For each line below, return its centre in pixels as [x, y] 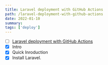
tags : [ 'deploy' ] [23, 28]
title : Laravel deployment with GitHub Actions [54, 9]
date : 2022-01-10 [23, 18]
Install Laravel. [27, 58]
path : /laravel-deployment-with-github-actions [54, 14]
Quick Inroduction [30, 52]
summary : [14, 23]
